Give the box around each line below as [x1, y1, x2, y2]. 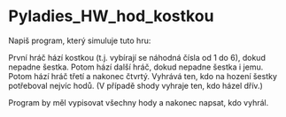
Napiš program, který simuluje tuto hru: [8, 35, 151, 46]
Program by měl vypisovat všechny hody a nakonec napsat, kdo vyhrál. [8, 97, 269, 107]
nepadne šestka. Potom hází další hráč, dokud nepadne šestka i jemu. [8, 62, 264, 72]
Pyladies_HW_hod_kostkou [8, 6, 214, 26]
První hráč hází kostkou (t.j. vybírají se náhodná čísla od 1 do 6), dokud [8, 52, 267, 62]
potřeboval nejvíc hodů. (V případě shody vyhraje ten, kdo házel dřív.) [8, 80, 263, 91]
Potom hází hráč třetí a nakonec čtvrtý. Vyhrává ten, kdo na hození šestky [8, 70, 278, 81]
